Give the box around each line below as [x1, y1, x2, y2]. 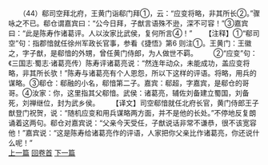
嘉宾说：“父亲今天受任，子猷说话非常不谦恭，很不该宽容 [70, 118, 258, 128]
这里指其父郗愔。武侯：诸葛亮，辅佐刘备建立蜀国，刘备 [66, 88, 250, 97]
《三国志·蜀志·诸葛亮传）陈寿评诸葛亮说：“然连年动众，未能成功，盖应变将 [8, 58, 250, 68]
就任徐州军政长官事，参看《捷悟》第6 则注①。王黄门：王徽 [53, 38, 252, 48]
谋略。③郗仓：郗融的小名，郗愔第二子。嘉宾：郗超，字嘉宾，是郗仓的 [8, 78, 242, 88]
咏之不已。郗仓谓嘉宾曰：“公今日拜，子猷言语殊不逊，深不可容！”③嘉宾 [8, 18, 249, 28]
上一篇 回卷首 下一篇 [8, 148, 76, 157]
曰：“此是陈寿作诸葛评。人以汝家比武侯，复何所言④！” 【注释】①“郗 [8, 29, 254, 37]
